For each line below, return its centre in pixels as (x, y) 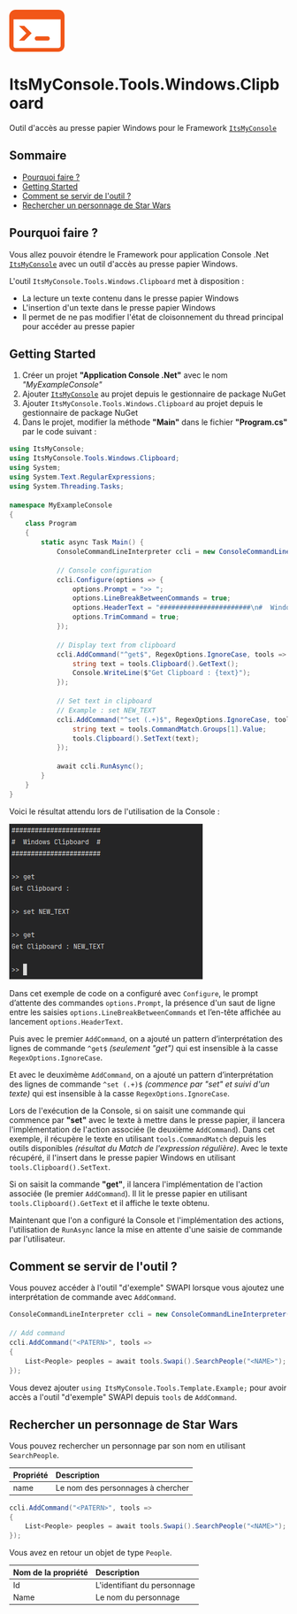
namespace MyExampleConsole (61, 505)
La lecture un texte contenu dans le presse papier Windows (130, 298)
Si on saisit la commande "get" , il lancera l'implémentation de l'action (136, 1184)
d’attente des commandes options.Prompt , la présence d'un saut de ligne (142, 1003)
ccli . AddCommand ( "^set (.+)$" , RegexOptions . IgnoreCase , (164, 719)
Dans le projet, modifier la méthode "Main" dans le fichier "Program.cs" (155, 422)
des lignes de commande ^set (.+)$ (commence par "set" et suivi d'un (139, 1084)
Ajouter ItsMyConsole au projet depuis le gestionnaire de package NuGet (154, 394)
